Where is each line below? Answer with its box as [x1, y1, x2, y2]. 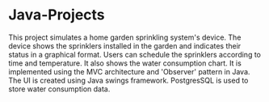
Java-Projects [8, 6, 105, 24]
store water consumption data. [8, 83, 111, 94]
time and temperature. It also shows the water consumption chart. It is [8, 58, 242, 68]
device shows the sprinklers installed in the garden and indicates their [8, 40, 242, 50]
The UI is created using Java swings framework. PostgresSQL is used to [8, 75, 249, 85]
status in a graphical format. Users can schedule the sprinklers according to [8, 49, 261, 59]
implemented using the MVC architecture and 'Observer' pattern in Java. [8, 66, 250, 76]
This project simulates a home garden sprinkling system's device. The [8, 32, 242, 42]
